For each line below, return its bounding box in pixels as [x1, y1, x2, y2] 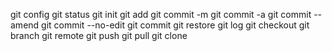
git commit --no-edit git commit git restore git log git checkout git [41, 19, 310, 31]
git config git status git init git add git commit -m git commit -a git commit [10, 9, 312, 20]
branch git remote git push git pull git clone [10, 30, 188, 41]
